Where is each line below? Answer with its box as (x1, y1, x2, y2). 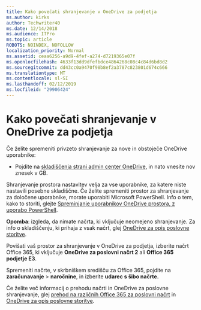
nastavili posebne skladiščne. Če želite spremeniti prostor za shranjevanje (6, 187, 189, 194)
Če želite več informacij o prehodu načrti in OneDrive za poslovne (6, 284, 169, 291)
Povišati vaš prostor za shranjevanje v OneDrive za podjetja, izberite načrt (6, 242, 189, 249)
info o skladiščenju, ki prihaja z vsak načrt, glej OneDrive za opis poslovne (6, 224, 190, 231)
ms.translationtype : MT (6, 70, 66, 76)
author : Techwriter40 (6, 20, 61, 26)
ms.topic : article (6, 37, 52, 42)
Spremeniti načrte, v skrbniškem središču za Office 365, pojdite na (6, 266, 171, 273)
